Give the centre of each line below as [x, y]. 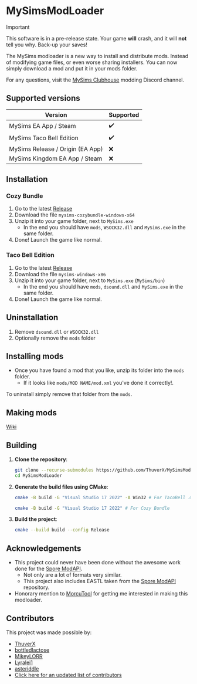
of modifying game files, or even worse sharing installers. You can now [92, 62]
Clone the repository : [41, 459]
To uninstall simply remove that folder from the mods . [69, 394]
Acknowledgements [44, 548]
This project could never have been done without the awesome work [97, 563]
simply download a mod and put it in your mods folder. [72, 68]
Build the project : [36, 519]
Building [21, 445]
